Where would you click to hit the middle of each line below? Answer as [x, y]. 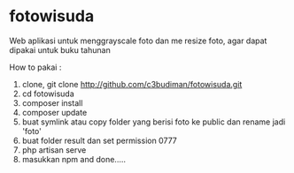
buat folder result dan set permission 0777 [99, 140]
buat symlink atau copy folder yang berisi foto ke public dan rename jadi [154, 122]
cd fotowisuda [48, 94]
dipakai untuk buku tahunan [60, 49]
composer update [54, 112]
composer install [52, 102]
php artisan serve [54, 150]
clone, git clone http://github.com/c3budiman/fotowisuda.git [132, 84]
